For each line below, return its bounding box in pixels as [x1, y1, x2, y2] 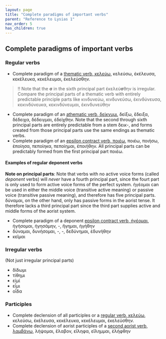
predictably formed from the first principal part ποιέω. [12, 148, 123, 154]
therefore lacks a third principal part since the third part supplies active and [5, 203, 160, 209]
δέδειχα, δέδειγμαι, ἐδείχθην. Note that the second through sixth [12, 116, 147, 122]
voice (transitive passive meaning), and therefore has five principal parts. [5, 192, 156, 198]
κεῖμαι [12, 234, 25, 240]
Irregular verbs [5, 246, 42, 253]
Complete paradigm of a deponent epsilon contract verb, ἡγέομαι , [12, 218, 149, 224]
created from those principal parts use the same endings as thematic [12, 127, 155, 133]
